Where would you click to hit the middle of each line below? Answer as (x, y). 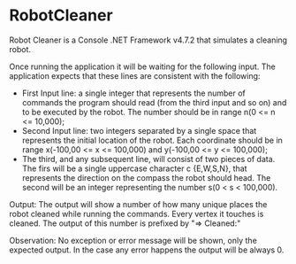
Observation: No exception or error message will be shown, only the (133, 240)
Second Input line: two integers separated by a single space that (139, 130)
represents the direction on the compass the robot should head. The (146, 177)
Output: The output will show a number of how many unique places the (138, 204)
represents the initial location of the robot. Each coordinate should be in (152, 140)
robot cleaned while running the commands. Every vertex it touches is (137, 214)
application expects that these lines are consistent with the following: (135, 75)
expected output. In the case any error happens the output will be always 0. (147, 250)
